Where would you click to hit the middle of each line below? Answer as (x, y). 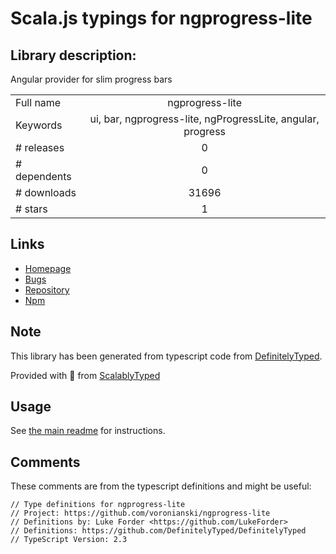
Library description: (73, 55)
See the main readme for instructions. (88, 431)
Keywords (39, 125)
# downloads (46, 192)
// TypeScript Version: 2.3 (69, 540)
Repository (47, 289)
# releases (40, 147)
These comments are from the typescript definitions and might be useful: (161, 486)
